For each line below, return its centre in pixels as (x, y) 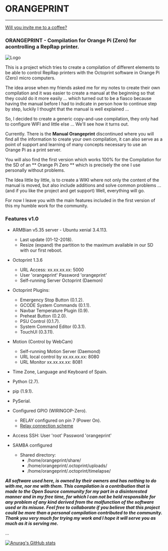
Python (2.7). (26, 381)
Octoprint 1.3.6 (27, 260)
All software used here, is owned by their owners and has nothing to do (81, 481)
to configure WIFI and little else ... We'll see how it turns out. (67, 124)
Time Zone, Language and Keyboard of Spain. (60, 372)
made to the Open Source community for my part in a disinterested (76, 491)
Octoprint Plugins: (31, 290)
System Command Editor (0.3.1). (53, 326)
